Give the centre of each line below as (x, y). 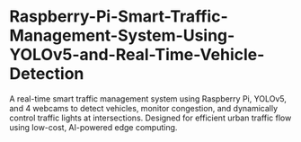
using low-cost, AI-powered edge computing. (93, 127)
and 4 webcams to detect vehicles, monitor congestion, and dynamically (144, 108)
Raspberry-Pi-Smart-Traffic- (119, 17)
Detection (47, 74)
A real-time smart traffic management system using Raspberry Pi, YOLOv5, (148, 98)
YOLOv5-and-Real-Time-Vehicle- (137, 55)
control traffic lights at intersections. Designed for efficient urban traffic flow (150, 118)
